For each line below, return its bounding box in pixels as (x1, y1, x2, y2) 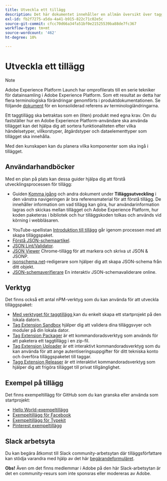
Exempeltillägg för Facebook (12, 412, 71, 418)
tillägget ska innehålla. (5, 133, 51, 139)
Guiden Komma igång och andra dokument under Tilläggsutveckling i (12, 191, 157, 197)
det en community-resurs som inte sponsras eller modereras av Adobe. (5, 471, 152, 477)
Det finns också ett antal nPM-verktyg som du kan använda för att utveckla (5, 297, 159, 303)
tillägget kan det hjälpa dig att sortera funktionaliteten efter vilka (5, 123, 136, 129)
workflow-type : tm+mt (5, 26, 50, 31)
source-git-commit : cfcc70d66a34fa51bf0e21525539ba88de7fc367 (5, 21, 137, 26)
